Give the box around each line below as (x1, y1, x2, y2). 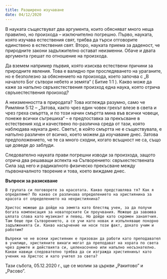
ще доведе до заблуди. (5, 142, 55, 148)
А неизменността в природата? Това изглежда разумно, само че (5, 99, 145, 105)
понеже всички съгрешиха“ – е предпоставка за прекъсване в (5, 115, 140, 121)
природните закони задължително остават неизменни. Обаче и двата (5, 47, 156, 53)
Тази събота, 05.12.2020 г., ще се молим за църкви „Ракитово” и (5, 262, 143, 268)
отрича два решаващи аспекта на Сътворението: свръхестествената (5, 157, 154, 163)
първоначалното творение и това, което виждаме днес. (5, 168, 126, 174)
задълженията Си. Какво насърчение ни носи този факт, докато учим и (5, 222, 154, 228)
